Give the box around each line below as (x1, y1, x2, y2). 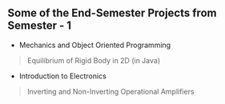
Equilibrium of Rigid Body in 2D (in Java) (26, 55, 161, 65)
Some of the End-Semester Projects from (7, 6, 217, 20)
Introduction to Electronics (18, 71, 107, 81)
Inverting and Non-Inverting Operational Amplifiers (26, 86, 195, 96)
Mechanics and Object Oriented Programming (18, 40, 171, 50)
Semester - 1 (7, 19, 72, 33)
